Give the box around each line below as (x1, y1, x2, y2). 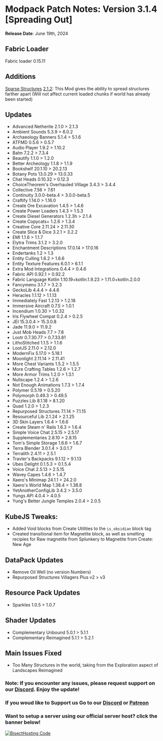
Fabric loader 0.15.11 (5, 58, 45, 64)
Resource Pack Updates (5, 589, 81, 597)
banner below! (5, 719, 41, 726)
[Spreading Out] (5, 14, 73, 25)
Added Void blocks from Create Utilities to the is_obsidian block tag (12, 526, 152, 532)
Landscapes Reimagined (12, 668, 63, 674)
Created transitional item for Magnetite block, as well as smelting (12, 531, 145, 537)
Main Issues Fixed (5, 649, 62, 658)
